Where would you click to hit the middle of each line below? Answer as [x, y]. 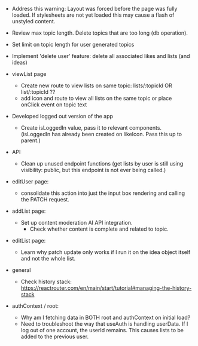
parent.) [31, 140]
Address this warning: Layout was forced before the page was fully [95, 9]
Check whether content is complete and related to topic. [99, 229]
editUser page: [30, 181]
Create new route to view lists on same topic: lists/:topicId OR [96, 85]
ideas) [20, 62]
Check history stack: [46, 281]
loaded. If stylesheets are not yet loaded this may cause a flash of [93, 15]
